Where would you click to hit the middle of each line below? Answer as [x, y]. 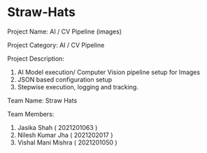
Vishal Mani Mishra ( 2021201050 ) [67, 142]
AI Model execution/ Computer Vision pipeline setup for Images [109, 72]
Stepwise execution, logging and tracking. [78, 87]
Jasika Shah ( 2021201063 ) [57, 127]
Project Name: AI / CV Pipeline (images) [65, 31]
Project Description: [36, 58]
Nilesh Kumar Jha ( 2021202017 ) [65, 135]
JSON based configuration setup [65, 79]
